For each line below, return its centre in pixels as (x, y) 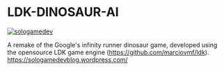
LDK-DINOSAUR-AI (63, 12)
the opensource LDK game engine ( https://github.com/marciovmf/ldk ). (108, 52)
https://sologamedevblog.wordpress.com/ (67, 59)
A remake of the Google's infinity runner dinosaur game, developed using (112, 45)
